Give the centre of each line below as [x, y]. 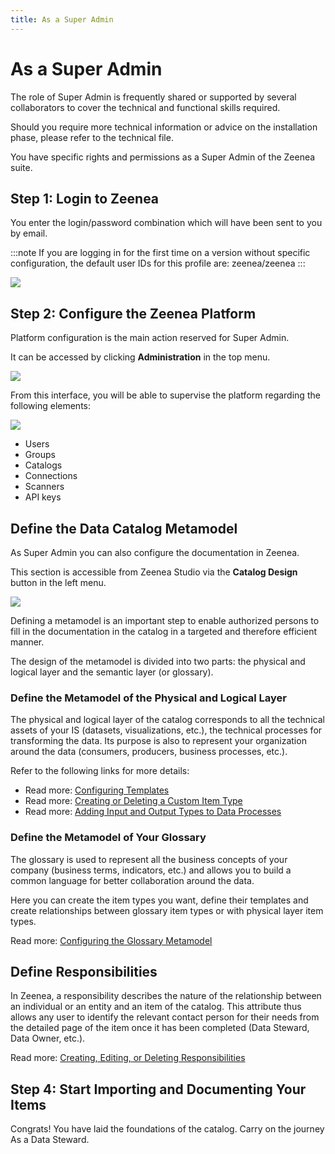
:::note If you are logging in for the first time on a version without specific [160, 253]
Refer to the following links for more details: [100, 771]
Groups [40, 455]
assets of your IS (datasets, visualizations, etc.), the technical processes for [166, 730]
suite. [21, 167]
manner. [27, 642]
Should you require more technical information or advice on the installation [164, 127]
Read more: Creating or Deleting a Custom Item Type [133, 801]
